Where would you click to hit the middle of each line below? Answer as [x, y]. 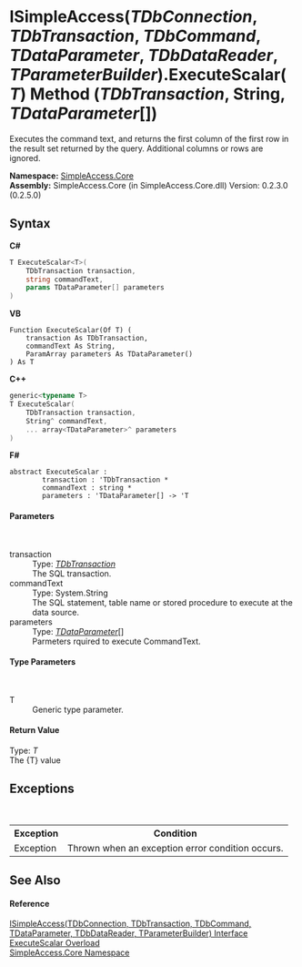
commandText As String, [71, 346]
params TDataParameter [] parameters [96, 288]
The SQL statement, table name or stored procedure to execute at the [162, 602]
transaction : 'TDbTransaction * [106, 480]
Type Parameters [43, 662]
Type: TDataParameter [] [78, 631]
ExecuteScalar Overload [55, 943]
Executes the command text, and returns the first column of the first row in [149, 138]
